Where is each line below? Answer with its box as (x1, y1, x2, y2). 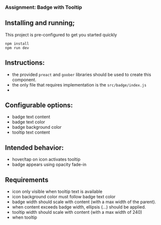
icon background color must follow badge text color (12, 193, 116, 199)
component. (12, 77, 36, 83)
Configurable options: (5, 101, 73, 109)
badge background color (12, 124, 62, 130)
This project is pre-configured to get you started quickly (5, 32, 117, 37)
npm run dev (5, 45, 29, 50)
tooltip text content (12, 129, 50, 135)
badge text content (12, 114, 50, 120)
